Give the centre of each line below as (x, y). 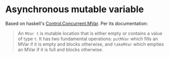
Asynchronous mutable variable (75, 9)
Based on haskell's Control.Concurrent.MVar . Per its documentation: (77, 23)
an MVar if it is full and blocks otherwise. (60, 49)
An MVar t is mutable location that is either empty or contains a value (90, 33)
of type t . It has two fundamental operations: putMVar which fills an (88, 39)
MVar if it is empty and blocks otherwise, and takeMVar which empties (91, 44)
